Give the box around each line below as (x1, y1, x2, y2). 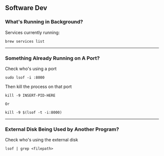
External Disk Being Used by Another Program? (5, 126, 120, 133)
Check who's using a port (5, 66, 57, 71)
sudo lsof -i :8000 (5, 75, 45, 80)
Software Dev (5, 4, 47, 12)
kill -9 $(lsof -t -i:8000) (5, 110, 62, 115)
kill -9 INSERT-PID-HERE (5, 93, 56, 98)
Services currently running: (5, 29, 60, 35)
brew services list (5, 39, 45, 44)
